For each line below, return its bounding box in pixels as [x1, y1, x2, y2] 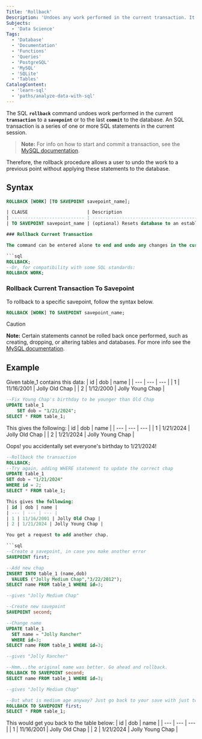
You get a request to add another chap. [6, 532, 109, 538]
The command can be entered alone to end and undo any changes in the [6, 242, 187, 248]
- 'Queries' [11, 54, 42, 60]
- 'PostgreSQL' [11, 59, 50, 65]
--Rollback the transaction [6, 454, 77, 460]
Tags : [6, 31, 20, 37]
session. [6, 128, 27, 136]
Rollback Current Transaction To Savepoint [6, 284, 135, 293]
